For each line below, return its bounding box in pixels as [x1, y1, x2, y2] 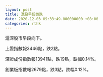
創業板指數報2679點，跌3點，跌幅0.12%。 [5, 67, 92, 73]
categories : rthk [5, 21, 41, 26]
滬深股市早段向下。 [5, 35, 45, 41]
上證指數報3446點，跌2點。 [5, 45, 62, 52]
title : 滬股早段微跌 [5, 12, 43, 17]
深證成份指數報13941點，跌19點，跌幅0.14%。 [5, 56, 99, 62]
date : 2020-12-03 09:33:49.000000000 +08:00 [5, 16, 99, 21]
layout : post [5, 7, 32, 12]
